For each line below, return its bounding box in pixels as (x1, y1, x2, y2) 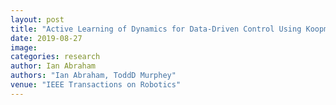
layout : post (10, 14, 65, 25)
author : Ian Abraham (10, 61, 97, 71)
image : (10, 42, 38, 53)
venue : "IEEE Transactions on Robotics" (10, 80, 182, 90)
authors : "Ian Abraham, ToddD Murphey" (10, 71, 177, 81)
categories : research (10, 52, 101, 62)
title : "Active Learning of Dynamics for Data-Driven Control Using (10, 24, 302, 34)
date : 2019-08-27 (10, 33, 83, 43)
